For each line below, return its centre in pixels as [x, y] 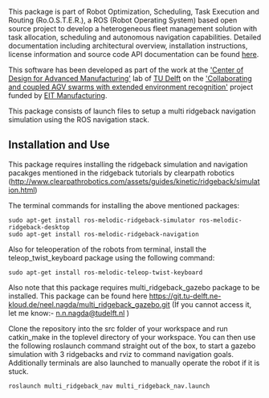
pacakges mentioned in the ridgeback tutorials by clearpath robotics [122, 173]
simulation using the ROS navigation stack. [79, 119]
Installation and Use [59, 145]
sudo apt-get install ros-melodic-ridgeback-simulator [102, 220]
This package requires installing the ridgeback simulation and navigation [128, 164]
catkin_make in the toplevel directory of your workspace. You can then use [132, 337]
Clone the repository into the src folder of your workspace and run [118, 328]
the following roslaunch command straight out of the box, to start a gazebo [132, 346]
